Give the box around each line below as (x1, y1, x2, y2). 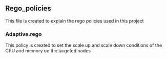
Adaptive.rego (5, 30, 42, 37)
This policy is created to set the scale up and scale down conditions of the (5, 42, 162, 48)
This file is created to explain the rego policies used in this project (5, 17, 144, 24)
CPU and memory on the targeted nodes (5, 48, 91, 54)
